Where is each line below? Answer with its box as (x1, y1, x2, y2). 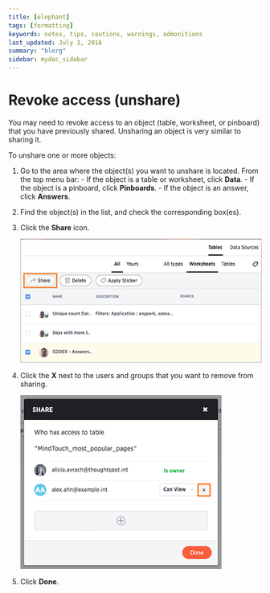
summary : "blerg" (8, 47, 67, 56)
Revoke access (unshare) (8, 91, 181, 109)
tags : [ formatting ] (8, 21, 74, 30)
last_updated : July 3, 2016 (8, 39, 103, 47)
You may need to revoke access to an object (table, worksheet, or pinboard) (8, 117, 260, 127)
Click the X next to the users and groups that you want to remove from (19, 370, 254, 380)
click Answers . (19, 191, 71, 201)
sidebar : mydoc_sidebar (8, 56, 88, 64)
